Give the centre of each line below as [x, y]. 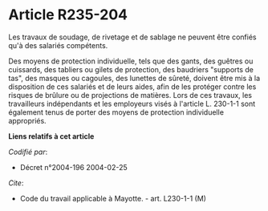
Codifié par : [28, 152]
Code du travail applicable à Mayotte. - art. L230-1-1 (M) [113, 198]
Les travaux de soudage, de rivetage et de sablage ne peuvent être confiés [132, 37]
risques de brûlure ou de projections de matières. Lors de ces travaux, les [130, 95]
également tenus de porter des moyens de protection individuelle [116, 112]
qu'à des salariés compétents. [58, 45]
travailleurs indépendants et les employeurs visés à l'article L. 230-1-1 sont [132, 103]
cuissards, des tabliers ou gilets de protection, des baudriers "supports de [131, 69]
